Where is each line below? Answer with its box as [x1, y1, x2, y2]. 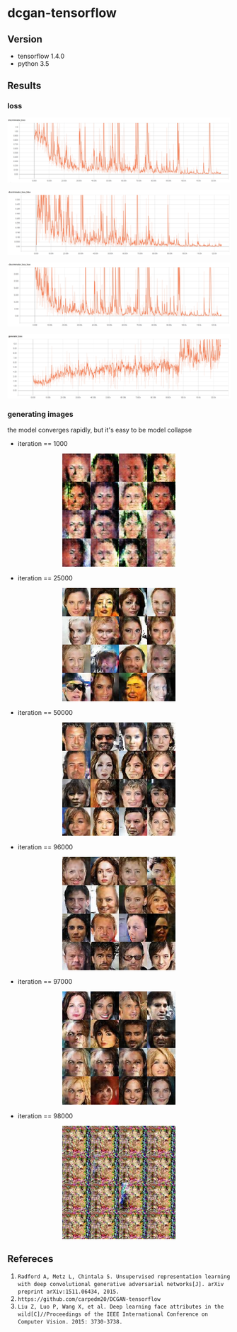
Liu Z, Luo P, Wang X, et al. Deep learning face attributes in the [17, 1303, 224, 1310]
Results [7, 80, 42, 92]
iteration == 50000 [17, 708, 73, 716]
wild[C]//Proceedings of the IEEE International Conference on [17, 1311, 209, 1318]
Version [7, 33, 42, 45]
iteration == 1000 [17, 439, 69, 447]
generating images [7, 409, 74, 419]
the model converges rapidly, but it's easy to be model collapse [7, 425, 192, 434]
